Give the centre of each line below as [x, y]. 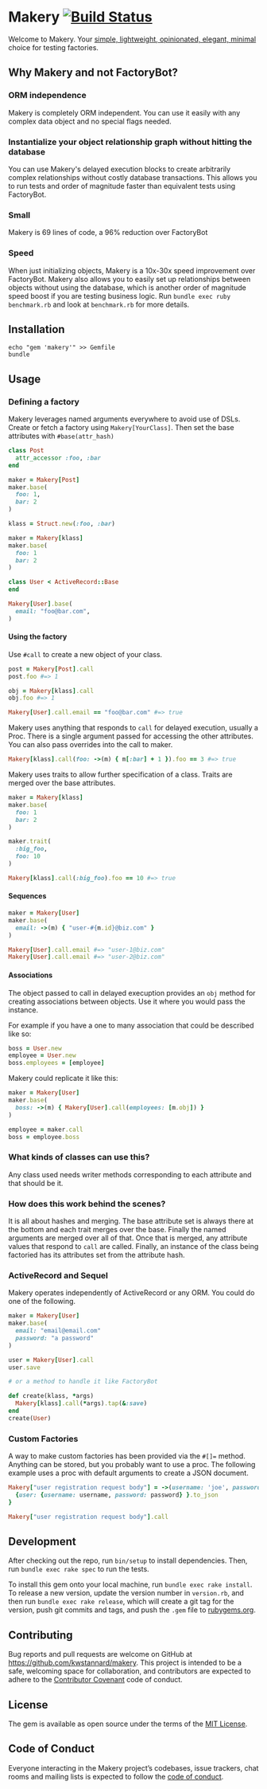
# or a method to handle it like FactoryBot [83, 1382]
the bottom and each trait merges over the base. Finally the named [117, 1229]
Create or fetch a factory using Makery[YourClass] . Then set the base [121, 428]
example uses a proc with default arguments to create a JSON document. [128, 1473]
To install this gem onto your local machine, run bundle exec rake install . [130, 1584]
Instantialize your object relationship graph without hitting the [130, 142]
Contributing [41, 1635]
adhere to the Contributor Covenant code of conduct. [95, 1680]
